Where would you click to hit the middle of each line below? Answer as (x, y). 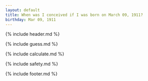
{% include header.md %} (33, 34)
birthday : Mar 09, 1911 (31, 19)
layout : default (23, 10)
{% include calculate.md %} (35, 54)
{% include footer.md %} (31, 74)
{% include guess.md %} (31, 44)
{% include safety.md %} (32, 64)
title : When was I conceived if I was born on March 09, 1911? (74, 15)
